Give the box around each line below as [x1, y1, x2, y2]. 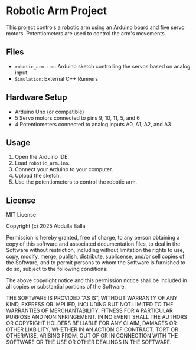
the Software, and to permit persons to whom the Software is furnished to [6, 259, 186, 266]
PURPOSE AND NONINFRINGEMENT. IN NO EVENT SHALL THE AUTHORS [6, 313, 188, 320]
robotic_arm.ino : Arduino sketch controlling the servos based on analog [14, 63, 191, 70]
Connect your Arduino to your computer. [14, 166, 113, 173]
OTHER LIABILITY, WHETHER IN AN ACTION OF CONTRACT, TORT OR [6, 326, 178, 333]
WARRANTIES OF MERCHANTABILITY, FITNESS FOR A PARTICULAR [6, 307, 173, 314]
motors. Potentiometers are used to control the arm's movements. [6, 30, 166, 37]
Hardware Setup [6, 93, 67, 103]
